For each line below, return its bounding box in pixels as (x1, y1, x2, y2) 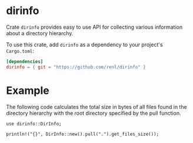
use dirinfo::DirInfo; (6, 121, 62, 127)
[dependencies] (6, 59, 44, 64)
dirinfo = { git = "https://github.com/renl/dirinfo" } (6, 64, 146, 70)
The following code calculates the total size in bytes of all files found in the (6, 103, 187, 110)
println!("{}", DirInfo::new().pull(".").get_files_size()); (6, 131, 159, 137)
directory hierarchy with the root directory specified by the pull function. (6, 110, 181, 117)
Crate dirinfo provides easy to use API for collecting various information (6, 23, 183, 30)
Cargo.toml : (6, 47, 34, 54)
